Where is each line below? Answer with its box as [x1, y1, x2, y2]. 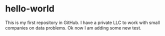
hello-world [5, 3, 55, 14]
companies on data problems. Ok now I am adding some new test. [5, 24, 141, 30]
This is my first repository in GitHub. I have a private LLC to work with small [5, 19, 160, 25]
